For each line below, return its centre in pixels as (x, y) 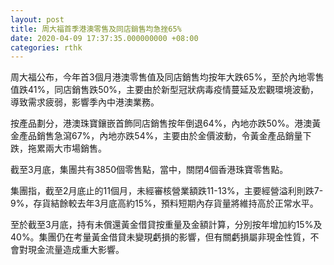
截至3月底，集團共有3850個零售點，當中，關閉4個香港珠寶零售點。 (149, 170)
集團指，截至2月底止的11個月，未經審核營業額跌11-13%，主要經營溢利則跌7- (167, 191)
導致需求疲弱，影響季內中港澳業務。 (85, 102)
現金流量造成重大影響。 (76, 250)
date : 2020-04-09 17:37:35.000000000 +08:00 (104, 38)
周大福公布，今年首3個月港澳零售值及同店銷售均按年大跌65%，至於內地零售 (167, 77)
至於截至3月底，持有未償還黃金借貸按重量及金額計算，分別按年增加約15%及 (166, 225)
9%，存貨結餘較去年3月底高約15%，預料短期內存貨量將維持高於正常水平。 (164, 203)
